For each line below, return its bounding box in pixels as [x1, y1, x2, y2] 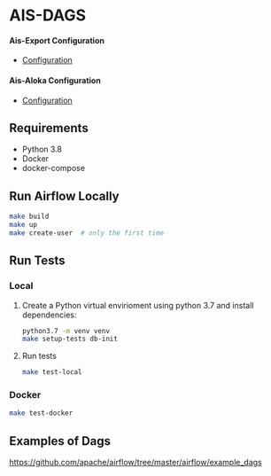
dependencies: [21, 309, 77, 320]
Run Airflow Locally [9, 188, 120, 204]
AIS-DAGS [9, 5, 87, 26]
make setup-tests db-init [21, 334, 118, 344]
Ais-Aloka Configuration [9, 74, 102, 85]
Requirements [9, 121, 89, 136]
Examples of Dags [9, 433, 112, 449]
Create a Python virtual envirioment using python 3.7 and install [21, 300, 254, 310]
